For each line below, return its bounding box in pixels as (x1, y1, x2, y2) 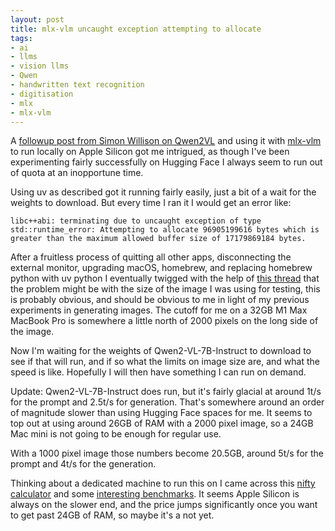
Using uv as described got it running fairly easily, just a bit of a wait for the (10, 186, 317, 198)
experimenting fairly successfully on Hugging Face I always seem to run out (10, 156, 323, 168)
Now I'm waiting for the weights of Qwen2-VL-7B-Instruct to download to (10, 345, 312, 357)
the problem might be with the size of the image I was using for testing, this (10, 283, 321, 295)
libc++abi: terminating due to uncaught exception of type (10, 216, 262, 226)
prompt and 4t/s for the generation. (10, 458, 157, 470)
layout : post (10, 14, 65, 25)
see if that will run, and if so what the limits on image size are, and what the (10, 356, 320, 368)
